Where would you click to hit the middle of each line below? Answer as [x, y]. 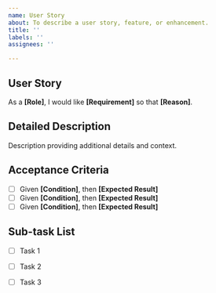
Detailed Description [60, 127]
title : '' [24, 30]
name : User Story [37, 15]
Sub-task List [42, 232]
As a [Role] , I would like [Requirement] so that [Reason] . [101, 102]
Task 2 [30, 266]
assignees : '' [31, 45]
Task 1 [30, 251]
